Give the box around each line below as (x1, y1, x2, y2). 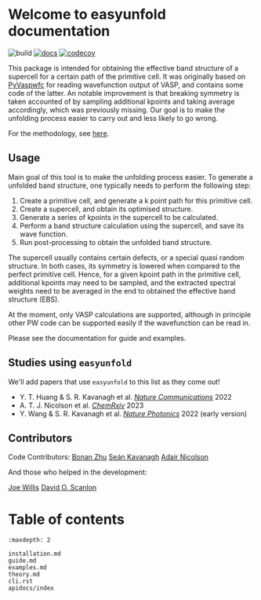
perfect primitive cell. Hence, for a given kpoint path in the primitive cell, (8, 269, 241, 279)
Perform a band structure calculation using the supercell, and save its (19, 221, 245, 230)
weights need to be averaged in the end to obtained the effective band (8, 286, 236, 295)
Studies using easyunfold (8, 356, 132, 370)
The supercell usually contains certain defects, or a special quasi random (8, 253, 245, 262)
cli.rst (8, 577, 34, 586)
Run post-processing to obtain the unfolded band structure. (19, 237, 212, 247)
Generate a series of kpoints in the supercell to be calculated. (19, 212, 219, 221)
